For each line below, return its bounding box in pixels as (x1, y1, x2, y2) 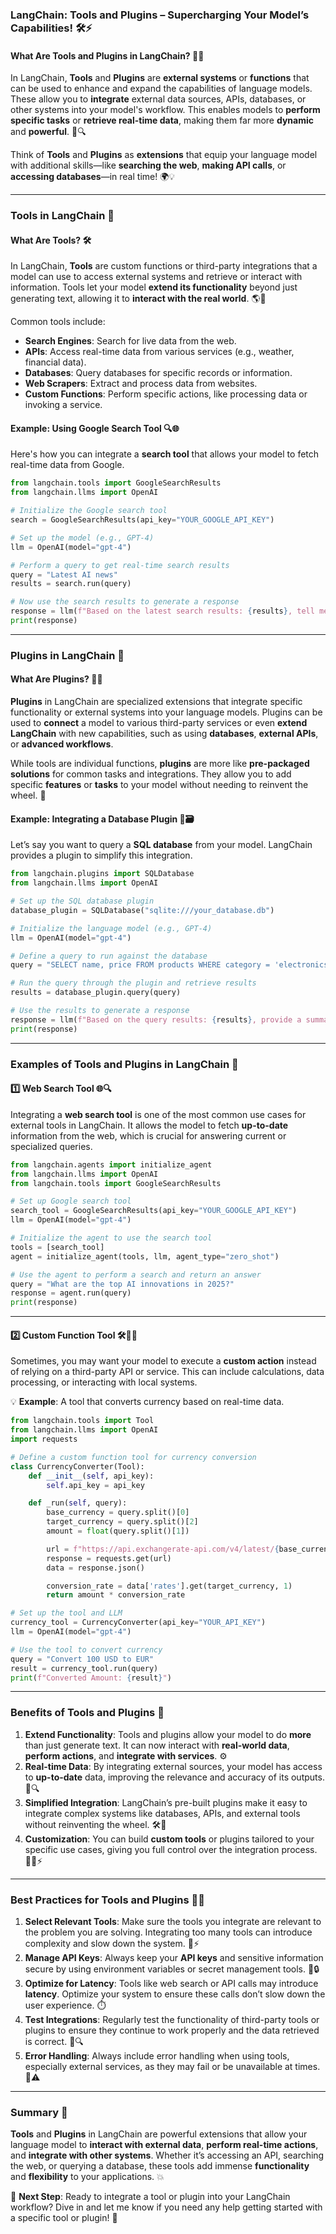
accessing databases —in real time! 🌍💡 (10, 171, 176, 183)
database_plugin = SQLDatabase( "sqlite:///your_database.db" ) (10, 905, 275, 915)
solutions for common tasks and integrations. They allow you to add (10, 768, 292, 780)
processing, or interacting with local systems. (10, 1376, 198, 1388)
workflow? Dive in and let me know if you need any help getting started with (10, 2201, 323, 2213)
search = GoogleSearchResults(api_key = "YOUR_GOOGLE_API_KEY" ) (10, 515, 275, 525)
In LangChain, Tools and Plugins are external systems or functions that (10, 72, 310, 84)
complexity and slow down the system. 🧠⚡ (24, 1938, 200, 1950)
